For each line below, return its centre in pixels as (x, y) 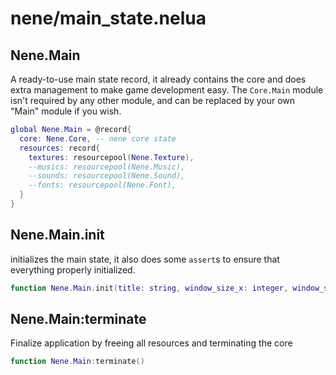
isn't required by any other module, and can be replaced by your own (153, 100)
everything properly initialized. (73, 269)
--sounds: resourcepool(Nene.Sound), (107, 176)
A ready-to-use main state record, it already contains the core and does (158, 79)
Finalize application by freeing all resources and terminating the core (151, 343)
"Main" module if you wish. (66, 111)
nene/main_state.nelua (108, 18)
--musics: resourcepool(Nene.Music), (107, 167)
